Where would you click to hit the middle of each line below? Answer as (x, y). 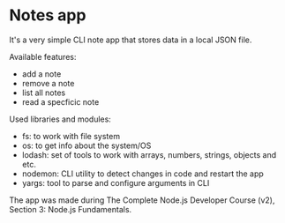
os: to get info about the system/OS (86, 145)
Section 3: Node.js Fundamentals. (71, 209)
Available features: (43, 56)
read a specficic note (60, 101)
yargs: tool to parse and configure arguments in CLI (116, 182)
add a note (41, 74)
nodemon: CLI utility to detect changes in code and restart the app (143, 174)
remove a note (48, 83)
